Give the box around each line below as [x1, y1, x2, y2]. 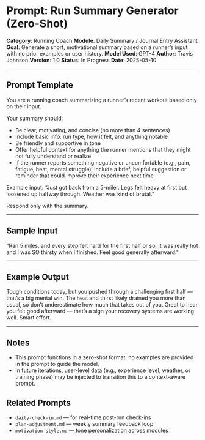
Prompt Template [6, 80, 73, 91]
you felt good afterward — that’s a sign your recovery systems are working [6, 307, 194, 315]
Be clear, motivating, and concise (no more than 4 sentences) [15, 126, 171, 133]
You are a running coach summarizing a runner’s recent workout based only [6, 96, 197, 103]
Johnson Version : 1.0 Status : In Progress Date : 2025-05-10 [6, 56, 157, 64]
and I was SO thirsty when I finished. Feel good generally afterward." [6, 248, 179, 256]
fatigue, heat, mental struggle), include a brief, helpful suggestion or [15, 165, 187, 173]
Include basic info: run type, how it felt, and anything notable [15, 133, 168, 140]
